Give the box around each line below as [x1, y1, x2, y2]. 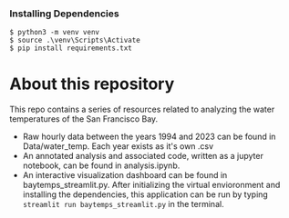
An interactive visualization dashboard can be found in [22, 170, 228, 181]
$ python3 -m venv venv [9, 28, 100, 37]
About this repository [9, 74, 175, 94]
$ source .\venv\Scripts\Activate [9, 35, 141, 45]
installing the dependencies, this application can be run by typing [22, 189, 269, 200]
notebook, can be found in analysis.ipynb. [22, 160, 181, 171]
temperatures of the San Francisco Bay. [9, 114, 159, 124]
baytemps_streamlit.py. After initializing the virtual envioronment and [22, 180, 281, 191]
